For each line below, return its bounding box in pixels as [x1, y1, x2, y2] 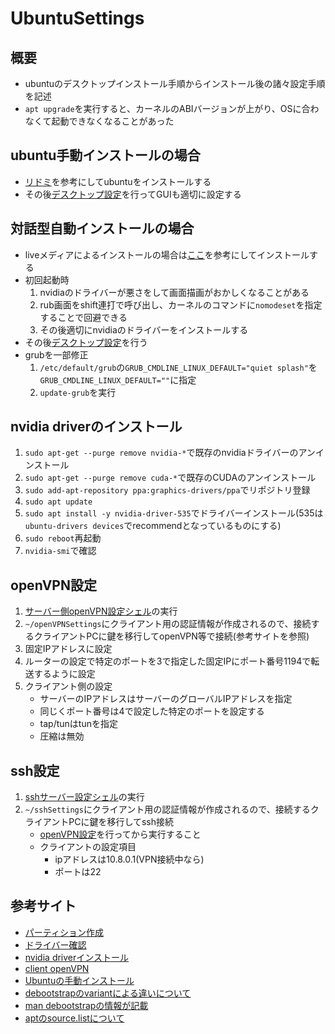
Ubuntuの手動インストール [24, 974, 135, 986]
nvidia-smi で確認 [24, 545, 97, 557]
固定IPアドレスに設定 [24, 643, 113, 655]
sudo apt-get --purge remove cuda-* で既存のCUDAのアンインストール [24, 472, 317, 484]
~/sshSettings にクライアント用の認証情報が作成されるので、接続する [24, 803, 311, 816]
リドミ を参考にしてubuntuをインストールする [24, 175, 212, 187]
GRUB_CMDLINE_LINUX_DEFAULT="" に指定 [39, 373, 197, 386]
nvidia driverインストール [24, 951, 130, 963]
